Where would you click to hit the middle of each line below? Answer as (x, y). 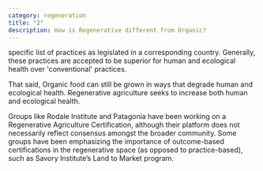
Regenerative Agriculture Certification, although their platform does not (124, 125)
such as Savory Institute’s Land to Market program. (91, 158)
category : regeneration (47, 15)
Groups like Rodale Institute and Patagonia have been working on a (117, 117)
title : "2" (26, 23)
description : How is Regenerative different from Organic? (107, 30)
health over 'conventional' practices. (68, 69)
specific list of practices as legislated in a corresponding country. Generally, (132, 53)
